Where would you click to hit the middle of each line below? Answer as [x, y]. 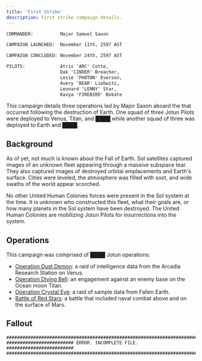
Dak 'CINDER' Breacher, [90, 72]
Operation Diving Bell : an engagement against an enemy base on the [100, 279]
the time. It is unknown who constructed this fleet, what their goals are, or [98, 202]
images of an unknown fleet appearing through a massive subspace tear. [97, 165]
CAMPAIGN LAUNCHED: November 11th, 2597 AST [64, 45]
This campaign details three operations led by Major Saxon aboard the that [99, 106]
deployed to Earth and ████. [43, 125]
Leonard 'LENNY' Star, [88, 89]
